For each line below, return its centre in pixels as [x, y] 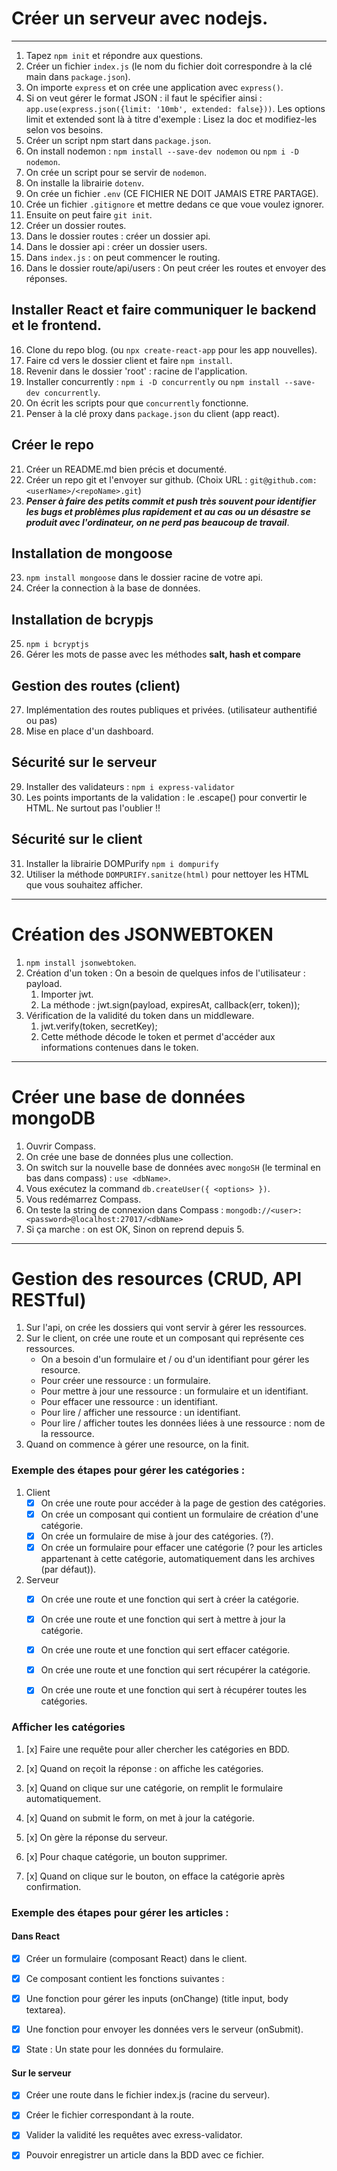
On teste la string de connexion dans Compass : [124, 1209]
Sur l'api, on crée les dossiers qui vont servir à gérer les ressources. [166, 1328]
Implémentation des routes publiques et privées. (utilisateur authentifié [171, 710]
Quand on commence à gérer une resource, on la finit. [137, 1444]
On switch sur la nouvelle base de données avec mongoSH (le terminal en [173, 1167]
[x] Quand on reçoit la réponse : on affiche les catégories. [144, 1768]
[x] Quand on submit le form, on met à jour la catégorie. [140, 1818]
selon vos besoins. [64, 129]
